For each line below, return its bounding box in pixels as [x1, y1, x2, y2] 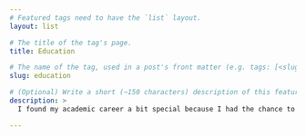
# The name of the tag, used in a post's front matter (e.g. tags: [9, 63, 271, 73]
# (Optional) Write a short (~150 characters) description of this [9, 88, 271, 97]
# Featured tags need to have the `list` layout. [9, 13, 202, 23]
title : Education [9, 46, 76, 55]
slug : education [9, 72, 71, 81]
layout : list [9, 22, 59, 31]
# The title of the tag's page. [9, 38, 132, 47]
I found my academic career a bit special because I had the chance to [17, 104, 296, 113]
